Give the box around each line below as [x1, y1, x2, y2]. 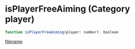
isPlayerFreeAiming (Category [5, 3, 130, 15]
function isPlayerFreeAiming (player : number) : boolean [5, 30, 119, 34]
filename [5, 38, 23, 44]
